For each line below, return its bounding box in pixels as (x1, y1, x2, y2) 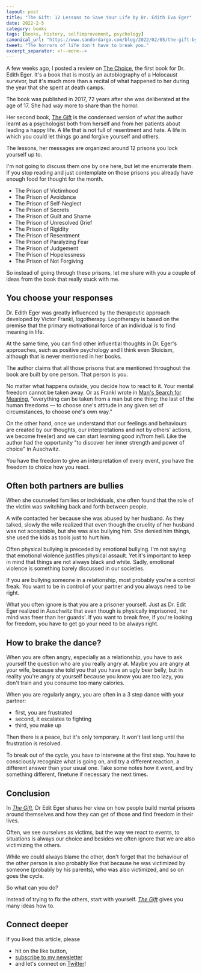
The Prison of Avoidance (14, 193, 76, 201)
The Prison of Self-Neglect (14, 199, 82, 207)
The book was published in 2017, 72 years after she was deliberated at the (6, 95, 190, 102)
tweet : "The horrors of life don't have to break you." (6, 43, 149, 49)
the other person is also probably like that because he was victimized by (6, 860, 185, 866)
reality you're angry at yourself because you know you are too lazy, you (6, 673, 184, 680)
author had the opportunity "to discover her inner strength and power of (6, 439, 185, 446)
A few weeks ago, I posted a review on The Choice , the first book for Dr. (6, 64, 185, 72)
